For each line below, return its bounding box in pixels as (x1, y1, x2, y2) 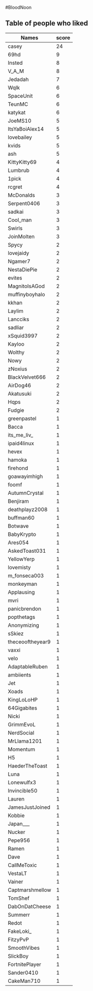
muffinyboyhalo (8, 291, 45, 298)
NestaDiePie (8, 266, 38, 273)
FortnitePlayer (8, 960, 42, 968)
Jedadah (8, 76, 29, 83)
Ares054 (8, 539, 29, 546)
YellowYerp (8, 555, 35, 562)
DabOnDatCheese (8, 903, 51, 910)
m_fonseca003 (8, 572, 44, 579)
